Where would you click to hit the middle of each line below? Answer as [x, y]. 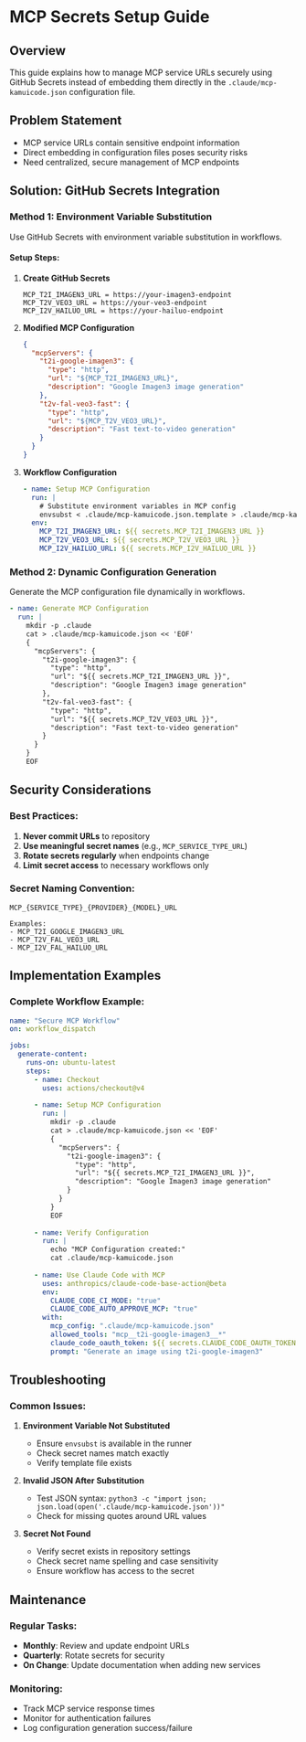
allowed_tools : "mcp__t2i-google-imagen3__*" [138, 1335]
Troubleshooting [58, 1381]
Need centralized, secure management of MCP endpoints [131, 162]
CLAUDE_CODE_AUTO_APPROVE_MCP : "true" [124, 1309]
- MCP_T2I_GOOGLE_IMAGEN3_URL [67, 931]
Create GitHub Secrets [66, 278]
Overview [38, 51]
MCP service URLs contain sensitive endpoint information [131, 143]
